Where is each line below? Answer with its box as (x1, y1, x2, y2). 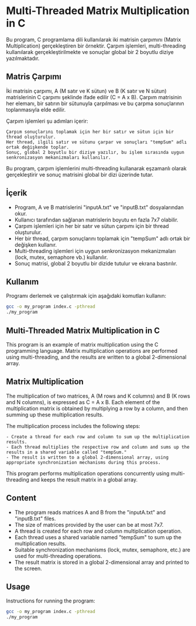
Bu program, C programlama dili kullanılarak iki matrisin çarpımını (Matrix (6, 36, 181, 43)
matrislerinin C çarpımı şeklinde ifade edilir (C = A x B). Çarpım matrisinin (6, 93, 183, 100)
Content (6, 493, 37, 503)
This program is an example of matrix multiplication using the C (6, 341, 159, 348)
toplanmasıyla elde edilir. (6, 106, 66, 113)
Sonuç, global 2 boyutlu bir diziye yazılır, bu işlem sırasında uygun (6, 149, 184, 155)
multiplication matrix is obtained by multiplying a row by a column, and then (6, 405, 188, 412)
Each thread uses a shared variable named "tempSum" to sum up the (14, 533, 181, 541)
